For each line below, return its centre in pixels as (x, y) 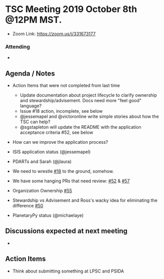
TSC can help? (35, 122)
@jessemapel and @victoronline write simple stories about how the (89, 117)
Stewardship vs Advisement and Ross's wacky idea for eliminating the (85, 200)
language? (31, 106)
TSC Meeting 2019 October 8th (71, 9)
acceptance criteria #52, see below (57, 132)
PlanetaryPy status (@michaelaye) (48, 215)
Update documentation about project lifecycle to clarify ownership (88, 95)
